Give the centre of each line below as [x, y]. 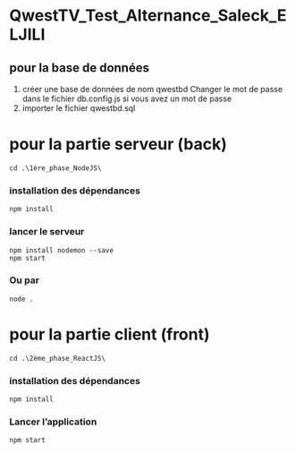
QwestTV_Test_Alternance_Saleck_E [148, 16]
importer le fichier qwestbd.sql [79, 108]
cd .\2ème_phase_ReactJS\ [57, 358]
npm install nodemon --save [62, 250]
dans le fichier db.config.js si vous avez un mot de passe [127, 98]
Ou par [25, 280]
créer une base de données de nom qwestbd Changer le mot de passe [152, 89]
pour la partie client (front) [110, 334]
